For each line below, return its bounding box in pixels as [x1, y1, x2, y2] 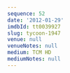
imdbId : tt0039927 [7, 23, 61, 30]
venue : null [7, 36, 42, 43]
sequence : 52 [7, 10, 45, 17]
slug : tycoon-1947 [7, 29, 61, 37]
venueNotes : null [7, 42, 58, 49]
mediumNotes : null [7, 56, 61, 63]
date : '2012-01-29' [7, 17, 64, 24]
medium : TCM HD [7, 49, 52, 56]
